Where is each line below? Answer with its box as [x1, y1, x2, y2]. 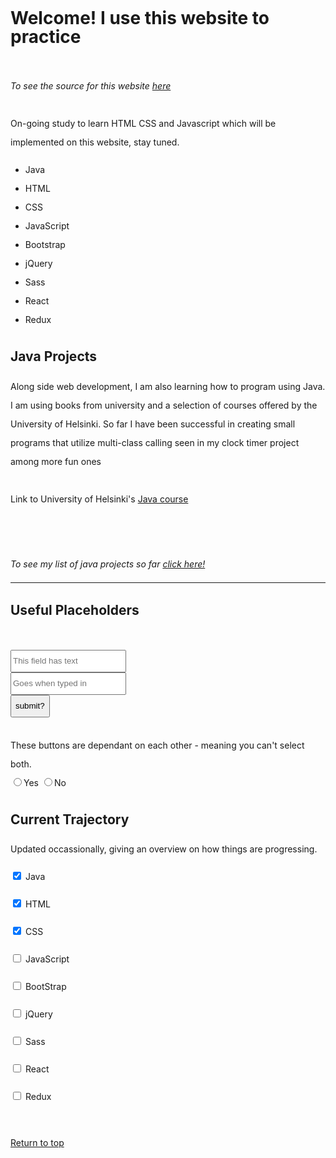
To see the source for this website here [10, 79, 172, 92]
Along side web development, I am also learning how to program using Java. [10, 380, 326, 392]
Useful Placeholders [10, 602, 140, 619]
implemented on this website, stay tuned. [10, 136, 180, 148]
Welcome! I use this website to [10, 7, 270, 30]
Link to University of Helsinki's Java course [10, 493, 189, 505]
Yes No [23, 776, 67, 788]
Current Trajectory [10, 811, 130, 828]
